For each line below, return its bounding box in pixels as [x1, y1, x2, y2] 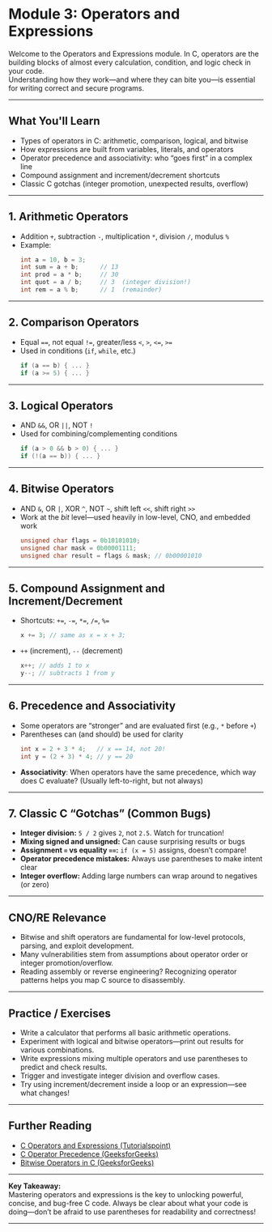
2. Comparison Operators [8, 316, 139, 329]
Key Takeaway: [8, 1181, 62, 1191]
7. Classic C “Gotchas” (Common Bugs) [8, 806, 211, 820]
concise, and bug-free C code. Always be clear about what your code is [8, 1198, 249, 1208]
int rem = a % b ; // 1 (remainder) [19, 286, 163, 294]
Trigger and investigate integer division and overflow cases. [19, 1070, 220, 1081]
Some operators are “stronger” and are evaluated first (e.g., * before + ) [19, 720, 257, 730]
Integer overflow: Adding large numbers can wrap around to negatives [19, 871, 257, 881]
